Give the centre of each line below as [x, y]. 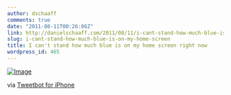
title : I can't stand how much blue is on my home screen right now [107, 45]
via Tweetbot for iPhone [41, 85]
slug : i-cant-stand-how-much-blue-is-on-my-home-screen [89, 39]
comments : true [29, 20]
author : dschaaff [32, 13]
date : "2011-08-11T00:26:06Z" [51, 26]
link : [15, 33]
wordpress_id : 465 [33, 52]
